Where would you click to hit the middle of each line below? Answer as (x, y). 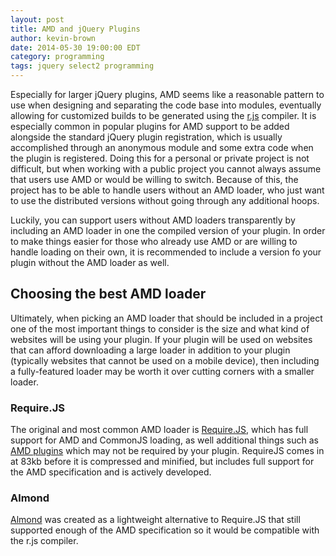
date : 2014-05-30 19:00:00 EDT (75, 47)
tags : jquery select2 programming (82, 66)
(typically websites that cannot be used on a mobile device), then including (165, 360)
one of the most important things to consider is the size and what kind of (160, 328)
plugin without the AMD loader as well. (90, 262)
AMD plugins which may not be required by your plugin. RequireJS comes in (167, 451)
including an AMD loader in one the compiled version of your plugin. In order (168, 230)
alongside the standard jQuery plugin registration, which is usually (146, 137)
